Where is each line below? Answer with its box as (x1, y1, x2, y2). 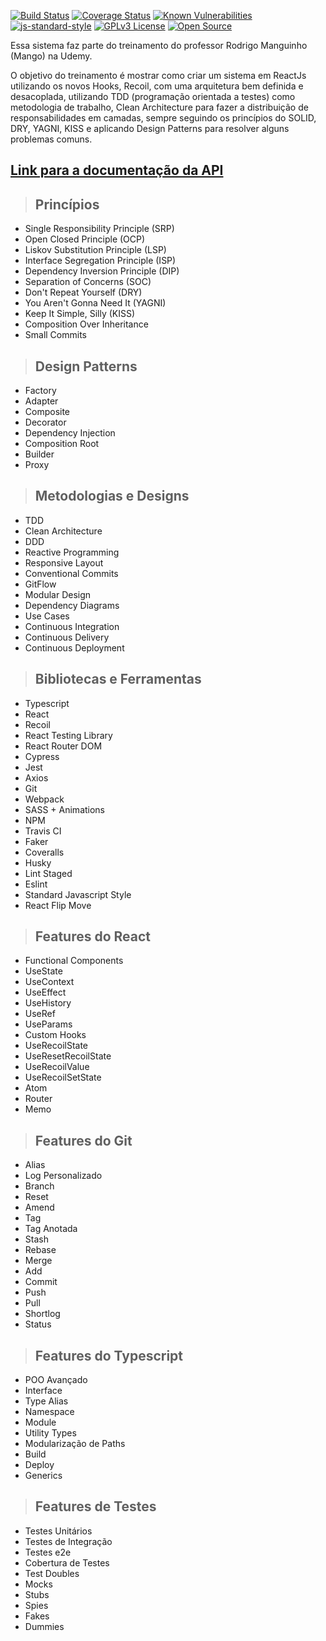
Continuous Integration (24, 620, 120, 632)
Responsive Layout (24, 556, 104, 569)
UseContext (24, 976, 75, 988)
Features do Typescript (34, 1347, 184, 1364)
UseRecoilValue (24, 1061, 90, 1073)
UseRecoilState (24, 1040, 89, 1052)
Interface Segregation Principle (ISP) (24, 255, 177, 267)
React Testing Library (24, 729, 113, 741)
